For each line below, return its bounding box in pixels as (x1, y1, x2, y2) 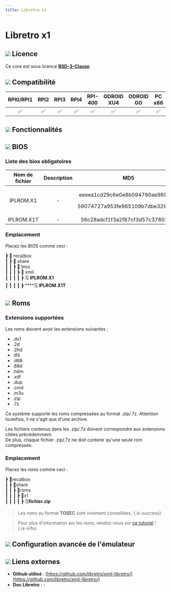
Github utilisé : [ (12, 571, 47, 577)
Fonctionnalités (12, 125, 63, 134)
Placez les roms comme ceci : (5, 466, 68, 472)
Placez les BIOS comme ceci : (5, 243, 68, 249)
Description (43, 174, 73, 181)
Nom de (13, 171, 33, 178)
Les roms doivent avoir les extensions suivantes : (5, 326, 108, 332)
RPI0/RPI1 (8, 96, 33, 103)
